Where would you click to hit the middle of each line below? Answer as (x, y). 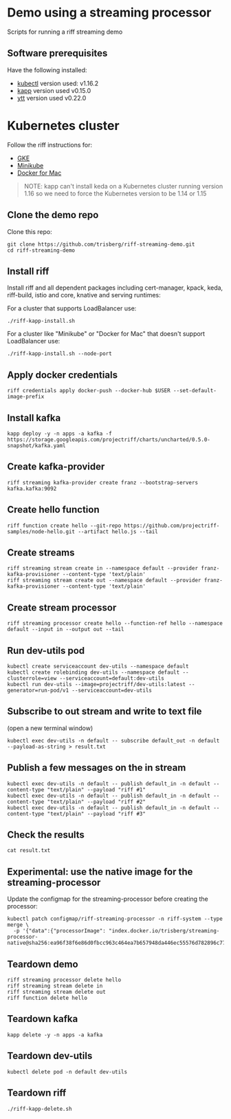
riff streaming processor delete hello (64, 980)
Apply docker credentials (63, 375)
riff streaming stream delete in (55, 986)
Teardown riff (37, 1093)
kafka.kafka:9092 (32, 489)
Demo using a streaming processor (109, 13)
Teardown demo (43, 964)
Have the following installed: (47, 70)
